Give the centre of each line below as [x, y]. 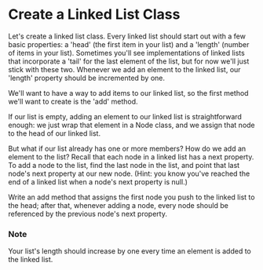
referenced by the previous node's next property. [88, 213]
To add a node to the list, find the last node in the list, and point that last [124, 165]
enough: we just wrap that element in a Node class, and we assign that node [131, 125]
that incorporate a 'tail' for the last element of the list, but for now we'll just [129, 61]
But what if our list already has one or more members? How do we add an [127, 148]
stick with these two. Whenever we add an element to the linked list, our [124, 69]
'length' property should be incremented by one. [87, 78]
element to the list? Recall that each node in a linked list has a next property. [131, 157]
